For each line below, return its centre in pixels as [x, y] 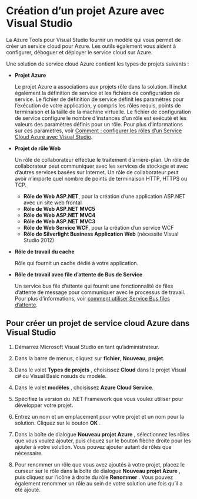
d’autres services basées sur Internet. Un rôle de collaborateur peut [96, 172]
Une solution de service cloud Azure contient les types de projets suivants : [98, 64]
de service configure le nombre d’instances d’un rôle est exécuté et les [101, 118]
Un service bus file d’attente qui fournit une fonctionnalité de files [94, 286]
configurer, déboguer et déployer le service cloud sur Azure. [79, 52]
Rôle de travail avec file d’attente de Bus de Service [79, 274]
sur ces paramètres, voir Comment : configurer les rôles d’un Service [98, 131]
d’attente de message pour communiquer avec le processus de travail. [100, 292]
